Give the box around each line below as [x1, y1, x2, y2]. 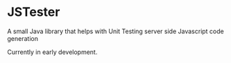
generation [7, 34, 38, 42]
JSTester [7, 4, 60, 20]
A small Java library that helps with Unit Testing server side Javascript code [7, 27, 224, 35]
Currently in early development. [7, 48, 98, 56]
